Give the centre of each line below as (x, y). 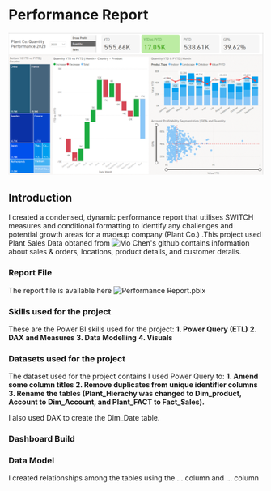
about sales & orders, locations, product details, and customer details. (125, 252)
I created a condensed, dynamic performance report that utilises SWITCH (131, 217)
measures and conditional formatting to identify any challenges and (121, 226)
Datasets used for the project (67, 358)
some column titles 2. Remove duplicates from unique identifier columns (133, 385)
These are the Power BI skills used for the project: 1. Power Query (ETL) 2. (133, 329)
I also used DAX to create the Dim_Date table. (84, 418)
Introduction (40, 197)
